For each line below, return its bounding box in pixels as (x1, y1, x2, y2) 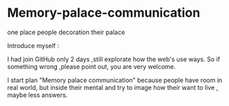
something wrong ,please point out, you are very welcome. (7, 62, 176, 70)
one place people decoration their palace (7, 28, 125, 36)
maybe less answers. (7, 91, 68, 99)
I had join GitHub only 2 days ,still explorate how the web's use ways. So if (7, 54, 221, 63)
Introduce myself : (7, 41, 60, 50)
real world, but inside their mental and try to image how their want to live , (7, 83, 219, 91)
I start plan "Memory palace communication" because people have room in (7, 75, 223, 84)
